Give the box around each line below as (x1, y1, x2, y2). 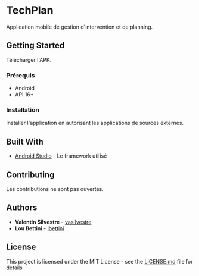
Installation (6, 105, 40, 114)
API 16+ (14, 91, 34, 98)
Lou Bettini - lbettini (14, 224, 64, 232)
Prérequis (6, 71, 35, 79)
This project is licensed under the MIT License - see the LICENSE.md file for (6, 258, 193, 265)
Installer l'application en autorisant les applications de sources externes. (6, 120, 184, 127)
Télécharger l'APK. (6, 56, 52, 63)
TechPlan (6, 4, 54, 17)
